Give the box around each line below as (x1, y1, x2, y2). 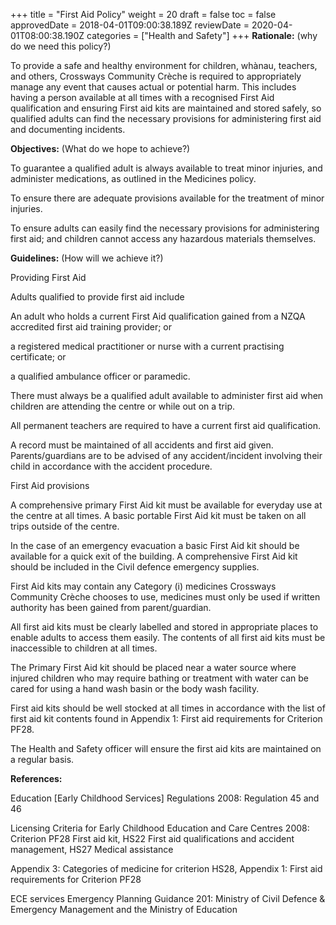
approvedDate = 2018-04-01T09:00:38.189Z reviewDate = (10, 19, 250, 31)
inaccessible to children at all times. (10, 642, 158, 654)
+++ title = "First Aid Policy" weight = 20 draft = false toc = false (10, 9, 277, 20)
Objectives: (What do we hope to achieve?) (10, 143, 191, 154)
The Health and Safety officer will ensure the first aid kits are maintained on (10, 743, 322, 754)
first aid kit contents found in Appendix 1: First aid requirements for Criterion (10, 713, 323, 724)
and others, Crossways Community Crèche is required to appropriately (10, 70, 302, 82)
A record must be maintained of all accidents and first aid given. (10, 439, 274, 451)
